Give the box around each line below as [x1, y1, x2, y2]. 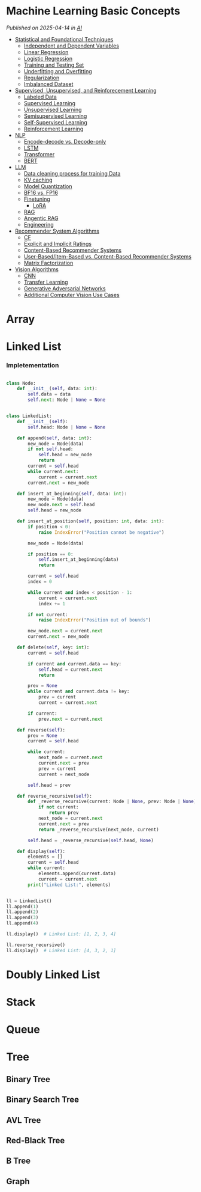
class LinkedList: [6, 413, 52, 419]
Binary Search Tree [6, 1095, 80, 1105]
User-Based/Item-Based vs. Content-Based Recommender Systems [23, 252, 191, 260]
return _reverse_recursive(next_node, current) [38, 827, 160, 833]
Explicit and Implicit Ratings [23, 240, 92, 247]
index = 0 [28, 579, 52, 585]
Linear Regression [23, 48, 69, 55]
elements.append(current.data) [38, 870, 117, 877]
